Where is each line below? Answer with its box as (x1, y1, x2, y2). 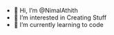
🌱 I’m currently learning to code (13, 21, 104, 28)
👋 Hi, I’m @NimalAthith (13, 7, 78, 14)
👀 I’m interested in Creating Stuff (13, 13, 107, 22)
